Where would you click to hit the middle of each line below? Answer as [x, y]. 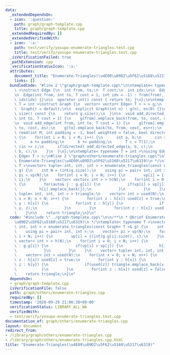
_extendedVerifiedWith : [35, 39]
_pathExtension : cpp [31, 62]
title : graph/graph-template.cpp [50, 29]
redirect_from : [21, 331]
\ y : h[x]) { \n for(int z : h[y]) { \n [69, 203]
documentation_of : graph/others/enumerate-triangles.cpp [67, 321]
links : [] [25, 81]
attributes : [23, 72]
